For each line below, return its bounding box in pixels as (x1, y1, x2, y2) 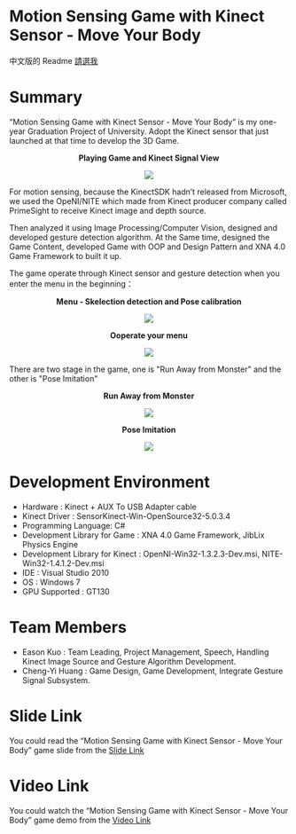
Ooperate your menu (110, 330, 188, 341)
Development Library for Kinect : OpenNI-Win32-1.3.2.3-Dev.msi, (21, 548, 260, 559)
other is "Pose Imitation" (9, 373, 98, 383)
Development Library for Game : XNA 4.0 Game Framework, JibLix (21, 530, 265, 540)
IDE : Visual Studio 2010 (21, 567, 109, 578)
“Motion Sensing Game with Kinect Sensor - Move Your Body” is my (9, 116, 258, 127)
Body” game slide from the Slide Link (9, 744, 144, 755)
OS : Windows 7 (21, 577, 82, 587)
